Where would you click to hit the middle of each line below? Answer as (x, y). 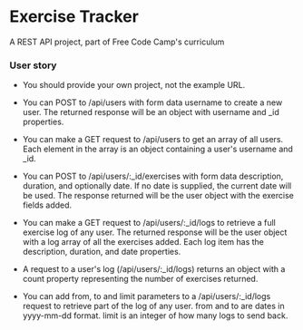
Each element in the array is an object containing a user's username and (157, 149)
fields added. (47, 205)
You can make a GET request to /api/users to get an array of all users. (153, 140)
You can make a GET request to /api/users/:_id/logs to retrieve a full (149, 223)
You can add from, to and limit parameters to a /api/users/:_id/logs (147, 296)
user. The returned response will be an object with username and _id (151, 112)
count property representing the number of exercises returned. (140, 279)
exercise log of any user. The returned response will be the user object (155, 232)
